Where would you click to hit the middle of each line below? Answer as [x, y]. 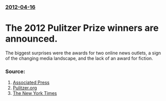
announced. [31, 39]
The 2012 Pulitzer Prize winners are [82, 28]
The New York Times [35, 93]
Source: [15, 71]
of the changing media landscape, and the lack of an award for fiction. [79, 58]
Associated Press [31, 83]
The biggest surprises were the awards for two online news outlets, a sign [83, 53]
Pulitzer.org [25, 88]
